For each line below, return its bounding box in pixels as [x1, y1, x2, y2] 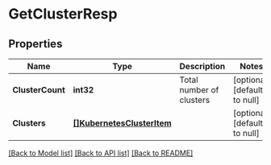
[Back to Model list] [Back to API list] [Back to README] [8, 148, 194, 158]
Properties [8, 37, 63, 51]
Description [179, 61, 226, 72]
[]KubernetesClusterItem [73, 118, 172, 129]
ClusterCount [12, 85, 66, 95]
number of [179, 85, 219, 95]
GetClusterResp [8, 5, 118, 23]
